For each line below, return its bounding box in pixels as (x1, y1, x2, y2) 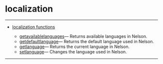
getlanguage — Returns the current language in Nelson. (19, 44, 130, 49)
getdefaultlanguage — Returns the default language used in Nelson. (19, 38, 154, 44)
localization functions (12, 24, 55, 30)
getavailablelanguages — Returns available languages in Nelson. (19, 33, 147, 39)
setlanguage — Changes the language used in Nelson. (19, 48, 127, 54)
